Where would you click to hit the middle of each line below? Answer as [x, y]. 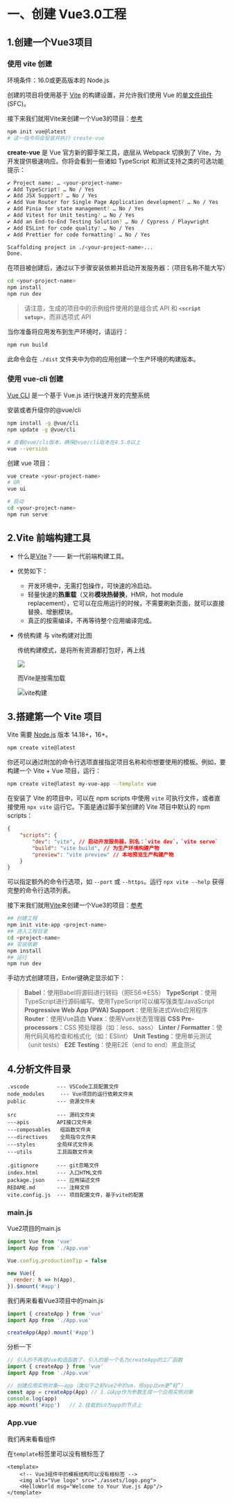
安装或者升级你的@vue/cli [44, 410]
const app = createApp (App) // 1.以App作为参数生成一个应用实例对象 [100, 1392]
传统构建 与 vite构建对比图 [54, 635]
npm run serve [28, 514]
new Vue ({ [21, 1274]
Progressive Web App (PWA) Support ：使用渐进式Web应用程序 [116, 1010]
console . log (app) [32, 1399]
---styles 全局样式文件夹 [50, 1145]
